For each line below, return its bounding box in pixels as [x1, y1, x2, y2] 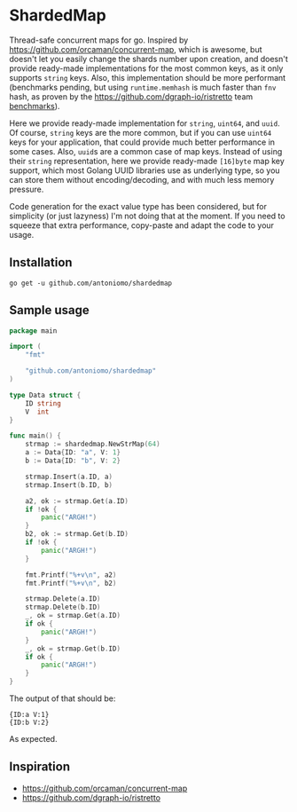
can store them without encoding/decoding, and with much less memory [9, 174, 275, 185]
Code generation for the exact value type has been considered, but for [9, 201, 268, 211]
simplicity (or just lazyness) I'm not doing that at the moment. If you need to [9, 210, 285, 221]
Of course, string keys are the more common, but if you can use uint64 [9, 127, 272, 138]
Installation [9, 255, 73, 271]
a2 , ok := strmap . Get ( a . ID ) [25, 496, 129, 506]
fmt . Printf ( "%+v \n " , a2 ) [25, 570, 117, 579]
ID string [25, 398, 62, 408]
